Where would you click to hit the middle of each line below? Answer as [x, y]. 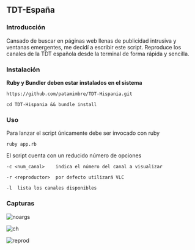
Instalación [23, 70]
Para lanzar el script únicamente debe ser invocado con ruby [83, 133]
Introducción [26, 27]
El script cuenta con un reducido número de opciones [74, 155]
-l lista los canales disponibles [52, 188]
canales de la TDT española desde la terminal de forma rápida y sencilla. [98, 54]
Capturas [20, 204]
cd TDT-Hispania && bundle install [52, 104]
